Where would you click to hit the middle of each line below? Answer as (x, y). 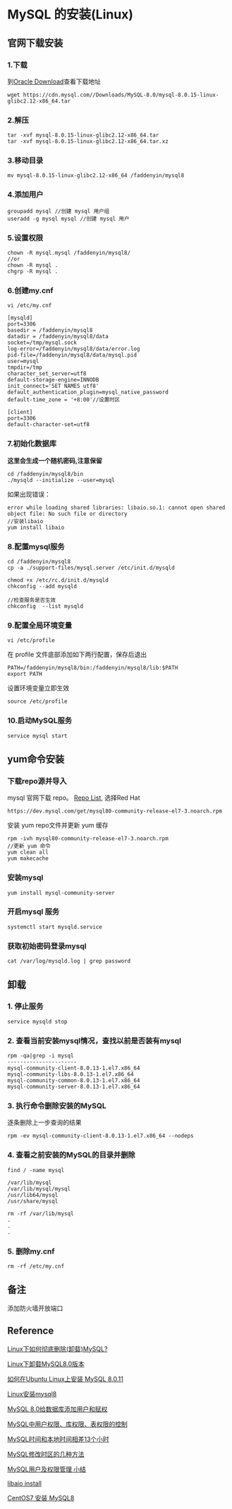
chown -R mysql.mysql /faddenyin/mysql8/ (69, 253)
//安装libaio (25, 521)
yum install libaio (36, 527)
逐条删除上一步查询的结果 (44, 1123)
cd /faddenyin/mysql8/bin (45, 474)
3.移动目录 (25, 161)
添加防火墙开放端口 (35, 1308)
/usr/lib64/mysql (33, 1195)
